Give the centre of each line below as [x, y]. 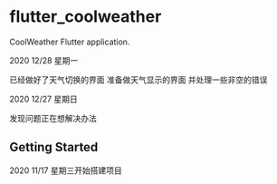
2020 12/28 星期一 [44, 60]
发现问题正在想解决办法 [53, 118]
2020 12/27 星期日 [44, 99]
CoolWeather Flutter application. [70, 42]
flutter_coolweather [86, 17]
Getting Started [54, 147]
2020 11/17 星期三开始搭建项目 [66, 170]
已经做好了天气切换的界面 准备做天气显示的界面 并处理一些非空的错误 [138, 80]
